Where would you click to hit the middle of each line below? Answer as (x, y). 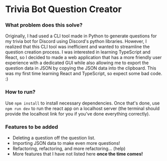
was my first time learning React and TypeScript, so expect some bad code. (84, 74)
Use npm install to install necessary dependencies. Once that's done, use (82, 103)
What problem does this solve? (44, 25)
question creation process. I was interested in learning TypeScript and (78, 52)
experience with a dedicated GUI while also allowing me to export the (77, 63)
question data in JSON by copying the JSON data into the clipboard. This (81, 68)
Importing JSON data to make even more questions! (66, 143)
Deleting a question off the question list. (54, 138)
